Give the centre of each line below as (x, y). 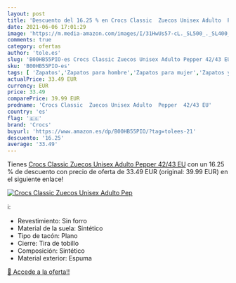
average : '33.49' (33, 145)
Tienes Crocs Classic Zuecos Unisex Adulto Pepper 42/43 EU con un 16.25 (116, 164)
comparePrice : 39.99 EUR (44, 99)
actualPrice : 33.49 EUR (42, 79)
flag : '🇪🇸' (25, 118)
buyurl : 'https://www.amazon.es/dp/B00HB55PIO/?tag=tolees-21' (102, 131)
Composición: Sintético (51, 251)
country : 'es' (28, 112)
